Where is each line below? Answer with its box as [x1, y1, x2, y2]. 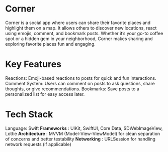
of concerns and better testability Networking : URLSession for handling [5, 136, 156, 142]
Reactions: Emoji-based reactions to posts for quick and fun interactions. [5, 75, 156, 81]
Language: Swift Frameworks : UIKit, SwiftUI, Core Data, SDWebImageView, [5, 125, 163, 131]
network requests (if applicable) [5, 141, 71, 147]
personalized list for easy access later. [5, 91, 85, 97]
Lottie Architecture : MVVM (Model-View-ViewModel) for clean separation [5, 130, 160, 136]
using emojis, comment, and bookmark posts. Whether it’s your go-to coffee [5, 30, 163, 36]
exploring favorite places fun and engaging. [5, 41, 96, 47]
